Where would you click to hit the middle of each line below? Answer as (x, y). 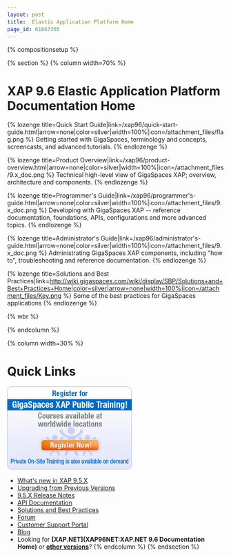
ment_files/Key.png (34, 296)
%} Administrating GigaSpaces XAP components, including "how (130, 253)
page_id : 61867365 (33, 29)
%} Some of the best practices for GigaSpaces (130, 296)
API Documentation (44, 503)
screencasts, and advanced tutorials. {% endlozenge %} (87, 147)
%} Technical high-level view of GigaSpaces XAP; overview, (131, 175)
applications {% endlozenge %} (52, 303)
